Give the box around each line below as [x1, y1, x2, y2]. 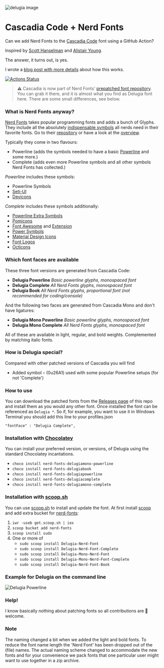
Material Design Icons [12, 233, 56, 240]
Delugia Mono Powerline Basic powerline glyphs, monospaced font [12, 317, 149, 323]
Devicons [12, 194, 32, 200]
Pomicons [12, 218, 33, 224]
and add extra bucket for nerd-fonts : [5, 510, 79, 516]
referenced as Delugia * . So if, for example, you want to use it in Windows [5, 409, 155, 414]
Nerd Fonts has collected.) [12, 164, 66, 170]
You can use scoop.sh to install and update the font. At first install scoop [5, 505, 151, 511]
